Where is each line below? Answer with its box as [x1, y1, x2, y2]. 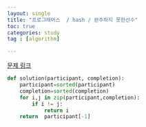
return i [43, 107, 70, 114]
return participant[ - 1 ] [19, 113, 91, 120]
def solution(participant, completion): [7, 75, 125, 82]
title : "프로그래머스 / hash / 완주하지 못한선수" [7, 16, 138, 23]
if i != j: [32, 100, 63, 107]
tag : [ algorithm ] [7, 36, 60, 43]
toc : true [7, 23, 36, 30]
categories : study [7, 29, 60, 36]
